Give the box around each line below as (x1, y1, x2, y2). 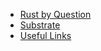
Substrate (19, 19, 61, 31)
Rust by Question (19, 9, 92, 20)
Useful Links (19, 30, 72, 41)
